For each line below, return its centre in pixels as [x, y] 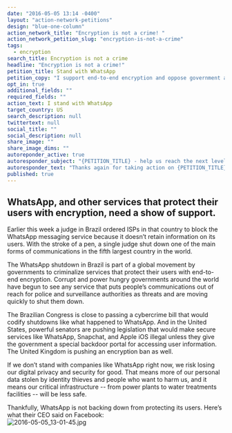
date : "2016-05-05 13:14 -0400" [54, 13]
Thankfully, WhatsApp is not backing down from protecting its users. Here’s [115, 407]
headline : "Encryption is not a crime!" [66, 65]
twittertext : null [33, 123]
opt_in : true [26, 84]
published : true [30, 174]
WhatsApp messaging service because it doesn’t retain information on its [112, 237]
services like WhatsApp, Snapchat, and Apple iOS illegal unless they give [111, 337]
